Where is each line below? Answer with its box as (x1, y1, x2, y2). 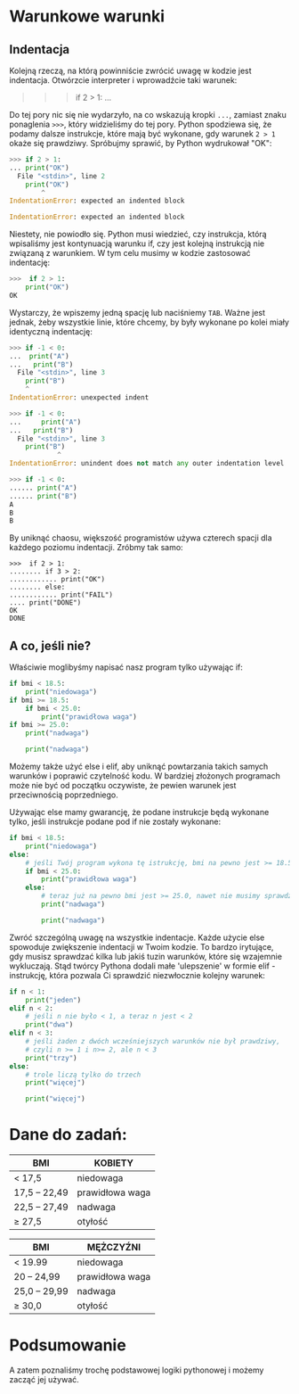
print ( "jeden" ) (25, 995, 82, 1004)
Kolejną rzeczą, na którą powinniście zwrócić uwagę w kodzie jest (9, 65, 252, 76)
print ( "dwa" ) (25, 1020, 74, 1029)
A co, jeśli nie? (9, 638, 92, 653)
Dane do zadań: (9, 1125, 127, 1145)
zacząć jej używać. (9, 1374, 80, 1385)
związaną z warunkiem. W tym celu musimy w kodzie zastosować (9, 248, 251, 259)
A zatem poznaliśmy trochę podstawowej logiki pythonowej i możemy (9, 1365, 264, 1375)
